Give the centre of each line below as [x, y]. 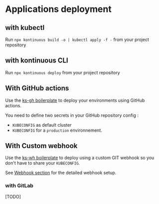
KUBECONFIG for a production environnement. [57, 130]
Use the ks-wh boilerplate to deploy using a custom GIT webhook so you [80, 158]
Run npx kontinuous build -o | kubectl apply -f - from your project [77, 39]
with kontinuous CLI [37, 61]
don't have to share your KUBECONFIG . [43, 163]
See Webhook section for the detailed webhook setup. [61, 173]
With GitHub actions [37, 88]
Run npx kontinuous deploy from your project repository [63, 72]
